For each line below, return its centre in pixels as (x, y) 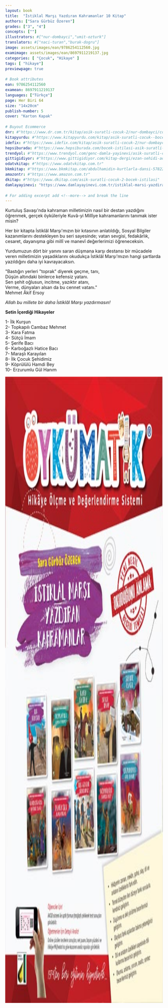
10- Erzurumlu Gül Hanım (31, 370)
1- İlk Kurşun (18, 322)
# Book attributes (24, 79)
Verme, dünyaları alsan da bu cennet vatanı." (51, 288)
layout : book (19, 11)
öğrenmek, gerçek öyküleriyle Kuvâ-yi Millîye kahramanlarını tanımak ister (81, 216)
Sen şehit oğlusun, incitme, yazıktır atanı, (47, 282)
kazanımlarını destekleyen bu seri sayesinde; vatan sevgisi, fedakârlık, (77, 236)
